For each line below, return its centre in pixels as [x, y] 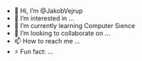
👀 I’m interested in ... [44, 18]
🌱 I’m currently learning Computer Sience [75, 26]
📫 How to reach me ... [47, 41]
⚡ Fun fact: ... [33, 52]
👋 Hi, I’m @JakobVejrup [48, 11]
